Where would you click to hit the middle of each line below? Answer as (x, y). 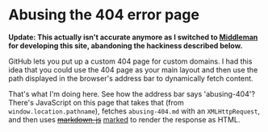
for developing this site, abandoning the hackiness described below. (126, 45)
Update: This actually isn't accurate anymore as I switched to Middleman (133, 37)
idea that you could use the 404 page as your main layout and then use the (133, 69)
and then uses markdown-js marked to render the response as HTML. (124, 119)
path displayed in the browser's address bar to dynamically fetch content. (131, 78)
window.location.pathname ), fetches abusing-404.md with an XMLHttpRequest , (134, 111)
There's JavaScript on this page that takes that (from (96, 102)
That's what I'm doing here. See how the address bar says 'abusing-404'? (132, 93)
